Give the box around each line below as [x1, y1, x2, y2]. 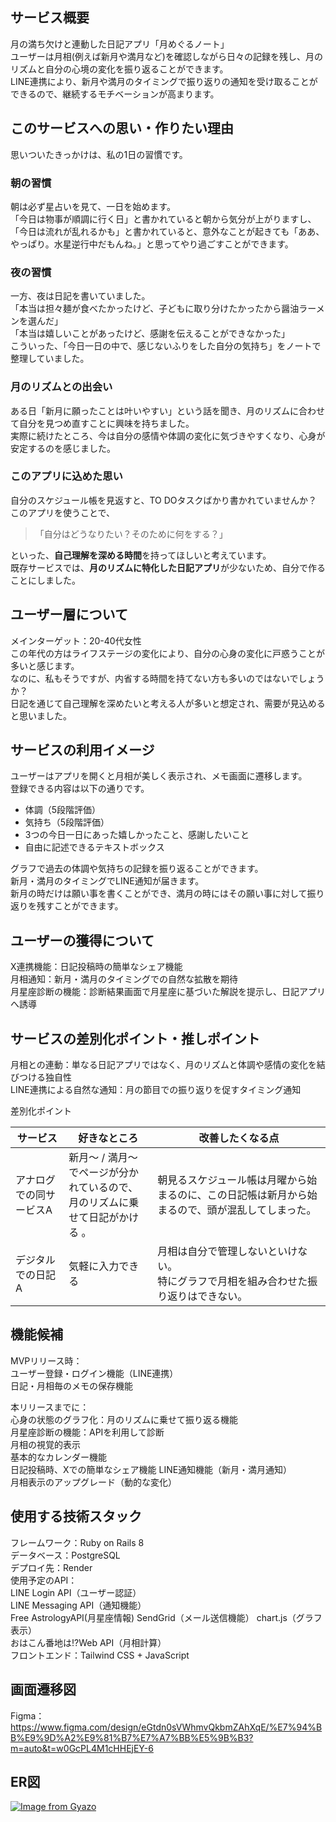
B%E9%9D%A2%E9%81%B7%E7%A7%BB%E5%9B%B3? [10, 1731, 254, 1743]
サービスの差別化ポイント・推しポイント [10, 1030, 260, 1047]
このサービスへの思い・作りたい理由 [10, 120, 234, 137]
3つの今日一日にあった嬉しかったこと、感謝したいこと [24, 829, 250, 841]
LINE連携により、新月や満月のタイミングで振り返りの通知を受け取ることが [10, 75, 318, 87]
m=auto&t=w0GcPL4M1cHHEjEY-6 [10, 1742, 154, 1754]
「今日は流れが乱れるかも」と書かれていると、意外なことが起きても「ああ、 [10, 225, 325, 237]
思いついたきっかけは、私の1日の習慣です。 [10, 148, 188, 160]
